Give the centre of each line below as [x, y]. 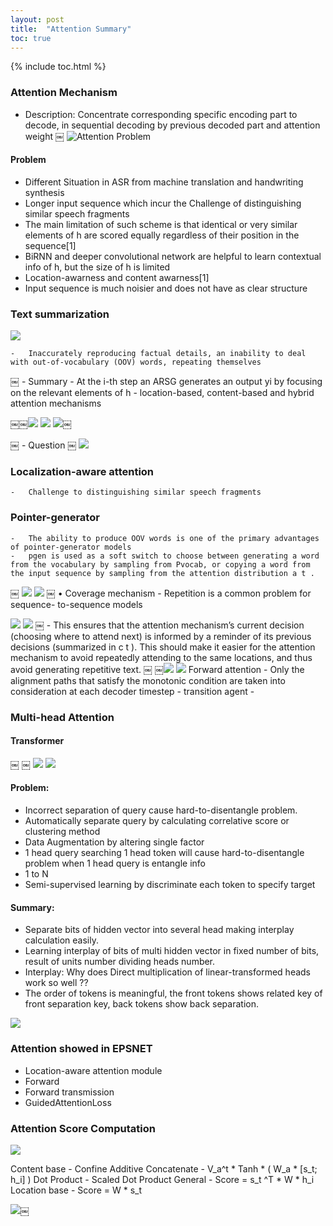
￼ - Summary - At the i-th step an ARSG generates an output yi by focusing [166, 382]
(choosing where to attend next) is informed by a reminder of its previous [161, 636]
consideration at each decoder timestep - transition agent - [132, 691]
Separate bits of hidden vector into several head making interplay [159, 930]
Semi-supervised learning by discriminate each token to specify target [170, 885]
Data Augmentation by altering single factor [114, 842]
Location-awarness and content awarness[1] [117, 277]
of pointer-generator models [71, 547]
